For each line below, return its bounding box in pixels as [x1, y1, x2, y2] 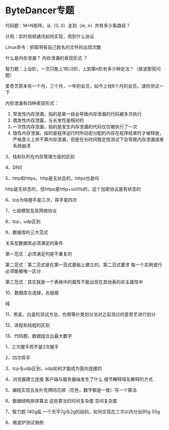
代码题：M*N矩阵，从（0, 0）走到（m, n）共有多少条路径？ [5, 22, 131, 28]
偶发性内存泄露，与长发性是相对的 [12, 117, 84, 123]
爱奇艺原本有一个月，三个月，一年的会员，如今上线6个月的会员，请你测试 [5, 82, 159, 89]
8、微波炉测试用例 [5, 419, 44, 425]
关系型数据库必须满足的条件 [5, 240, 63, 246]
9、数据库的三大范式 [5, 229, 48, 235]
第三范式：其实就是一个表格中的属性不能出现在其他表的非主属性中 [5, 278, 143, 285]
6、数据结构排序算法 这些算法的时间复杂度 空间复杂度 [5, 397, 118, 404]
